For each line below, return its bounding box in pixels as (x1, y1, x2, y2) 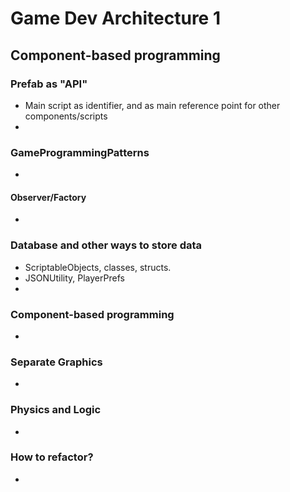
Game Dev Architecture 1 (10, 7, 221, 30)
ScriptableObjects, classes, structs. (24, 261, 172, 273)
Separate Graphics (10, 355, 103, 369)
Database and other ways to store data (10, 238, 203, 252)
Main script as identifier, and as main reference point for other (24, 99, 281, 111)
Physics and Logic (10, 403, 102, 417)
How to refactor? (10, 450, 94, 464)
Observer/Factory (10, 191, 87, 203)
